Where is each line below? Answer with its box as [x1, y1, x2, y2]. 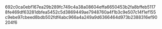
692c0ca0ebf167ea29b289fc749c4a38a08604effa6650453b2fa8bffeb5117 [5, 4, 156, 10]
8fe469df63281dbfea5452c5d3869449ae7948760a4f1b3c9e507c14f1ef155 [5, 9, 156, 15]
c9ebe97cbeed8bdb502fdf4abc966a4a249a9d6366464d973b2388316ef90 [5, 14, 158, 20]
